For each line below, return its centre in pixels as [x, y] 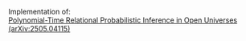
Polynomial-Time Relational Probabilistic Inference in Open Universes [123, 20]
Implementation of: [39, 12]
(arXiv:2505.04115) [39, 29]
